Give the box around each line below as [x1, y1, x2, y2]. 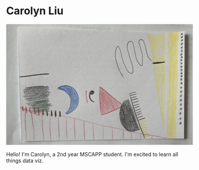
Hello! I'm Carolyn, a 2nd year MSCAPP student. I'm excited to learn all [6, 151, 179, 158]
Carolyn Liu [6, 4, 64, 18]
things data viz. [6, 157, 44, 164]
